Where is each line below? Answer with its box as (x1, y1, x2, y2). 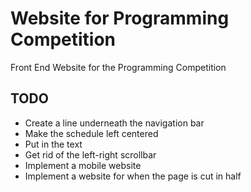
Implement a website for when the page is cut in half (24, 170, 242, 182)
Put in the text (24, 138, 83, 150)
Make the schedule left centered (24, 127, 159, 139)
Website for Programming (10, 7, 230, 30)
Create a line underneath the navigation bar (24, 117, 205, 129)
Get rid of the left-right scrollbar (24, 148, 157, 161)
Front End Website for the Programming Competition (10, 61, 227, 73)
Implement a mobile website (24, 159, 142, 171)
